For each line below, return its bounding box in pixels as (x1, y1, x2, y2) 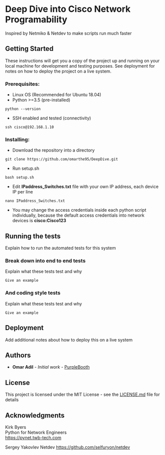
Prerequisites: (5, 80, 40, 87)
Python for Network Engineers (5, 429, 67, 435)
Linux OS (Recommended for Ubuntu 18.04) (12, 92, 101, 98)
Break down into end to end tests (5, 258, 86, 265)
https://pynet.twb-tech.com (5, 435, 62, 440)
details (5, 397, 19, 403)
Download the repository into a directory (12, 147, 95, 153)
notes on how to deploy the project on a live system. (5, 68, 112, 74)
